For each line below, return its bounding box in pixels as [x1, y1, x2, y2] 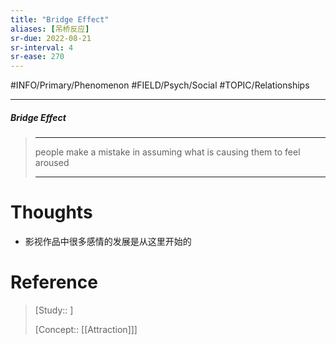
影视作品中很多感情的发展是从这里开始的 [24, 236, 192, 248]
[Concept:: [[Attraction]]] [34, 323, 138, 335]
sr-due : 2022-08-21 [10, 33, 92, 43]
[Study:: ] [34, 304, 74, 316]
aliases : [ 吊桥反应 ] [10, 24, 90, 34]
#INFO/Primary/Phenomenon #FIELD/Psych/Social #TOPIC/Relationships [10, 79, 310, 91]
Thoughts [10, 201, 93, 224]
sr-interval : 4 [10, 42, 74, 53]
